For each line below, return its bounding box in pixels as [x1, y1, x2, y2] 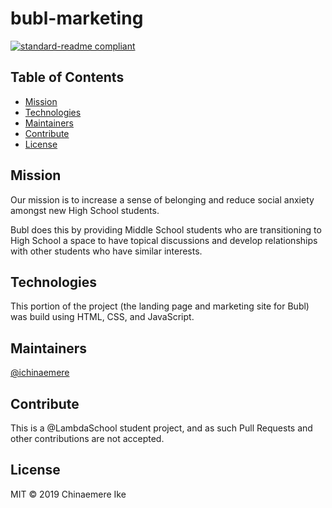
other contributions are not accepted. [10, 433, 165, 444]
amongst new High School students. [10, 204, 160, 216]
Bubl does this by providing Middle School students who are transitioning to [10, 223, 322, 236]
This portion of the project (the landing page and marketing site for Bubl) [10, 300, 310, 312]
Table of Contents [10, 69, 125, 86]
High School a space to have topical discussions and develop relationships [10, 234, 318, 246]
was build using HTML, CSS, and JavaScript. [10, 311, 195, 323]
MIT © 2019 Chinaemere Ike [10, 488, 127, 500]
